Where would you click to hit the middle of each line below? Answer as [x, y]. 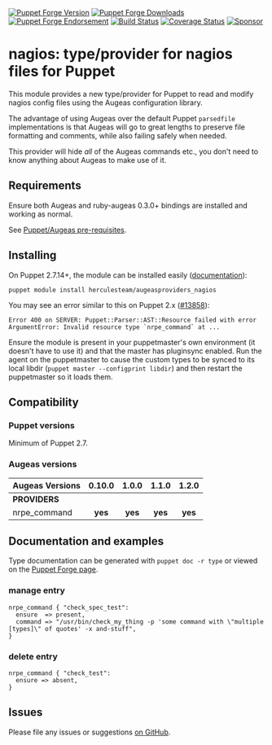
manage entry [37, 590]
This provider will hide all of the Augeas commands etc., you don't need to [134, 151]
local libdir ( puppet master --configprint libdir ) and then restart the [125, 368]
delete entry [33, 656]
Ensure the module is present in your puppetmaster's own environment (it [132, 342]
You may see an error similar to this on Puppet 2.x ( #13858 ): [109, 305]
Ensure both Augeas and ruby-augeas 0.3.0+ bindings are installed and [128, 205]
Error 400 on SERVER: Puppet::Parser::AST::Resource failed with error [132, 320]
